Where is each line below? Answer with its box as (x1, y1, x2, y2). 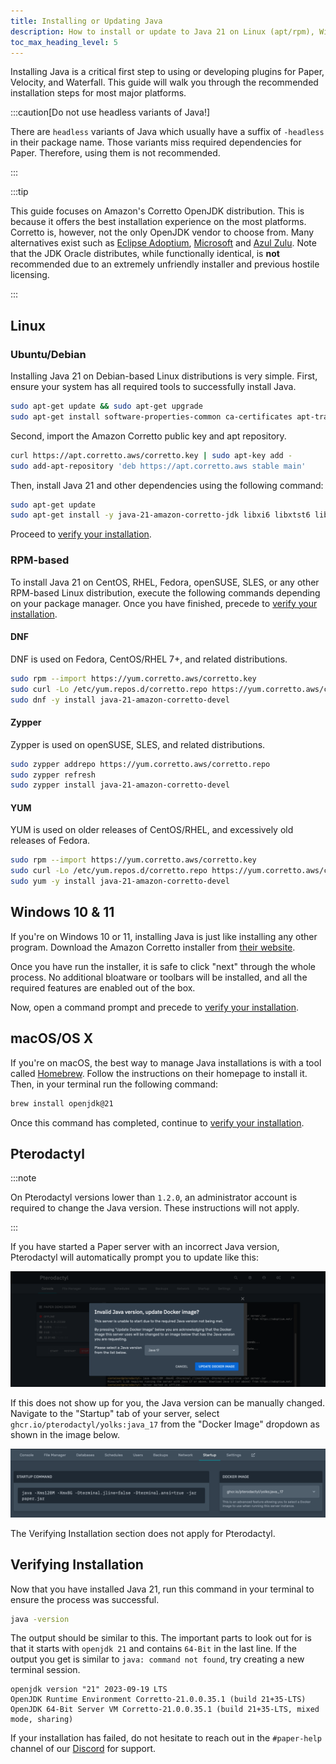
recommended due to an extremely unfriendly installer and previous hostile (10, 258, 320, 270)
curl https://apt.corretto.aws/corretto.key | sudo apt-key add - (10, 450, 293, 460)
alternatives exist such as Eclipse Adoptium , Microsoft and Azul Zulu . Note (10, 237, 317, 249)
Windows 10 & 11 (10, 904, 115, 921)
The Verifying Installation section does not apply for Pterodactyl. (10, 1527, 276, 1539)
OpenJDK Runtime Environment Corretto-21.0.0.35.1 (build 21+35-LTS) (10, 1695, 307, 1705)
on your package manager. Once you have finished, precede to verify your (10, 597, 318, 609)
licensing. (10, 269, 50, 281)
